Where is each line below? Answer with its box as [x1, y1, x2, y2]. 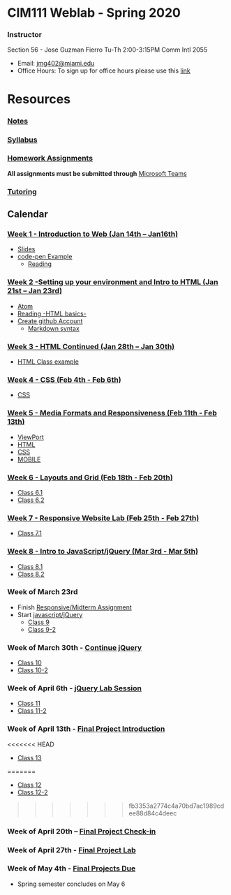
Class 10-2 [17, 666, 49, 674]
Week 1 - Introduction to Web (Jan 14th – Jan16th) [7, 229, 179, 239]
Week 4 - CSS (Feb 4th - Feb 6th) [7, 375, 121, 385]
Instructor [7, 30, 42, 40]
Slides [17, 245, 36, 253]
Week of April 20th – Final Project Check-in [7, 826, 156, 836]
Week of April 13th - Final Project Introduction [7, 724, 165, 734]
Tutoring [7, 186, 37, 196]
